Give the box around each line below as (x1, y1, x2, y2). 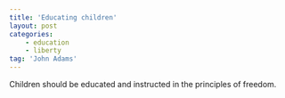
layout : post (9, 21, 58, 30)
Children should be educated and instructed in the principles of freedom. (9, 79, 277, 89)
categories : (9, 29, 53, 38)
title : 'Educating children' (9, 12, 118, 22)
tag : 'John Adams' (9, 54, 77, 63)
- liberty (25, 46, 62, 55)
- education (25, 37, 69, 47)
